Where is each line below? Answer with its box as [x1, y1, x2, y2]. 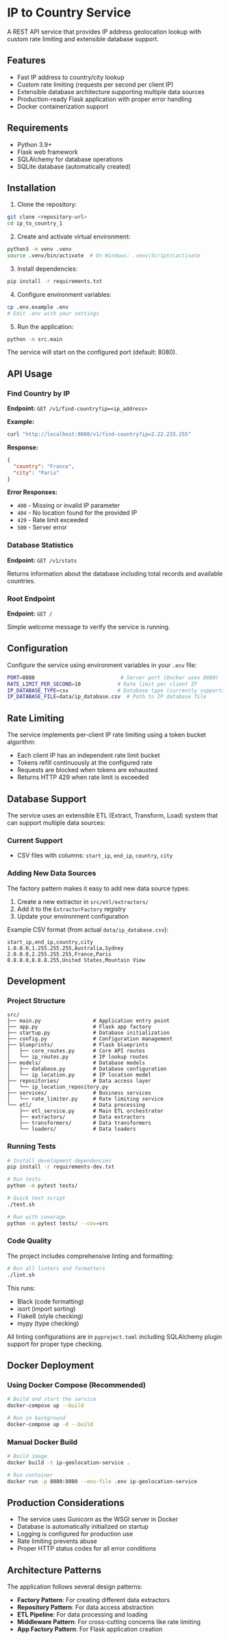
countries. [7, 576, 36, 585]
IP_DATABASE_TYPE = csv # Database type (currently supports [7, 687, 225, 694]
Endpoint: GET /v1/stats [7, 556, 77, 564]
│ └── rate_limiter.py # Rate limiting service [7, 1096, 164, 1103]
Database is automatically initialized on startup [16, 1523, 149, 1531]
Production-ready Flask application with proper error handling [16, 95, 192, 103]
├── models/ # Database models [7, 1059, 146, 1066]
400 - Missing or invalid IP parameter [16, 502, 120, 510]
